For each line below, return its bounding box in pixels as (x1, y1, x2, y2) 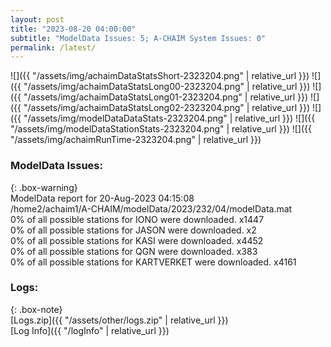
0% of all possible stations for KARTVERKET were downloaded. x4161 (10, 256, 297, 268)
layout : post (10, 14, 65, 25)
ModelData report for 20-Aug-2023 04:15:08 (10, 192, 195, 204)
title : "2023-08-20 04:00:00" (10, 24, 137, 34)
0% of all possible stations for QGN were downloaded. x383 (10, 245, 258, 257)
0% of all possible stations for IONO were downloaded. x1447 (10, 213, 265, 225)
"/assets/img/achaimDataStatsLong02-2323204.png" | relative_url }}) (23, 102, 311, 114)
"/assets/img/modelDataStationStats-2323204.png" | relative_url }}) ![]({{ (10, 123, 312, 135)
